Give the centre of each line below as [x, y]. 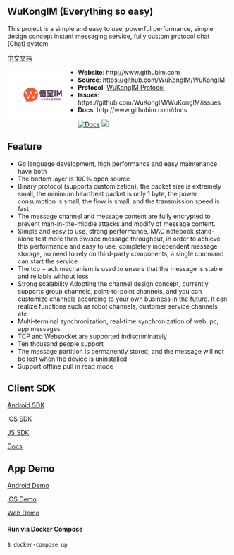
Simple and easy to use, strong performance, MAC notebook [105, 231]
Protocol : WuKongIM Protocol [121, 87]
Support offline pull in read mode [66, 366]
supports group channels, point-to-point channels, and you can [110, 291]
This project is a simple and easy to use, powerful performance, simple [110, 28]
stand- [205, 231]
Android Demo [28, 486]
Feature [25, 147]
